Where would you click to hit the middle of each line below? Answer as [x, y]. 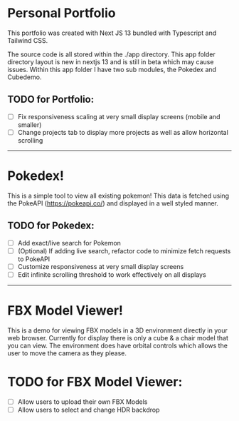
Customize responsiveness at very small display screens [101, 266]
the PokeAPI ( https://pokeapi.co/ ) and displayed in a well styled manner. [113, 203]
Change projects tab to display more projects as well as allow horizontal [123, 132]
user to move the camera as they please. [67, 353]
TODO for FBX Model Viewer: [95, 382]
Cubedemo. [25, 77]
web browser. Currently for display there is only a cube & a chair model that [118, 338]
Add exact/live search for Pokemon [69, 243]
